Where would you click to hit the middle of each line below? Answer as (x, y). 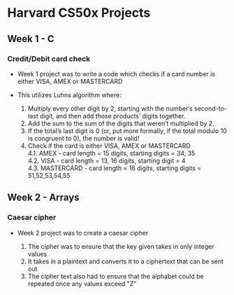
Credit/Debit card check (49, 59)
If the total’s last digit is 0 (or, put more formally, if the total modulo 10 (127, 130)
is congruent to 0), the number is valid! (83, 138)
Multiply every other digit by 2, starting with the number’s (110, 108)
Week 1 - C (31, 39)
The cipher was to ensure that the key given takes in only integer (121, 246)
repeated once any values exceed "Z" (82, 283)
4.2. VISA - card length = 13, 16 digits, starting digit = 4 (107, 160)
